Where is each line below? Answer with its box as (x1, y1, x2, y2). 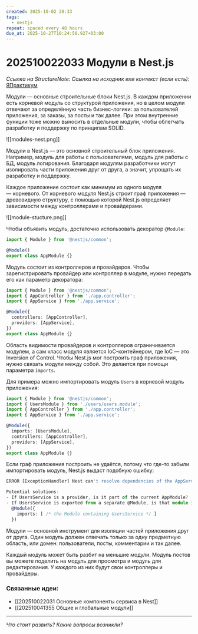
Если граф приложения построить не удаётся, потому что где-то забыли (6, 461, 190, 468)
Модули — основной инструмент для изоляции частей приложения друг (6, 527, 190, 534)
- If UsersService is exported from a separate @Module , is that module (6, 500, 189, 506)
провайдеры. (6, 570, 39, 577)
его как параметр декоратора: (6, 276, 84, 283)
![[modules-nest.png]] (6, 136, 60, 143)
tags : (6, 14, 19, 20)
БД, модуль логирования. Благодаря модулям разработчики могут (6, 160, 176, 167)
